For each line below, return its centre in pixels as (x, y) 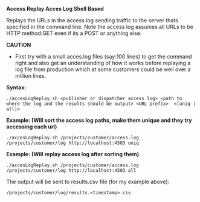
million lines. (31, 76)
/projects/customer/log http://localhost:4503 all (71, 171)
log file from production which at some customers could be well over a (103, 69)
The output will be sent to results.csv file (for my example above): (88, 181)
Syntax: (16, 87)
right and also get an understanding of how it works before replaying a (103, 63)
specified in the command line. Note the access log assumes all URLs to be (100, 27)
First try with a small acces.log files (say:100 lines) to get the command (103, 56)
